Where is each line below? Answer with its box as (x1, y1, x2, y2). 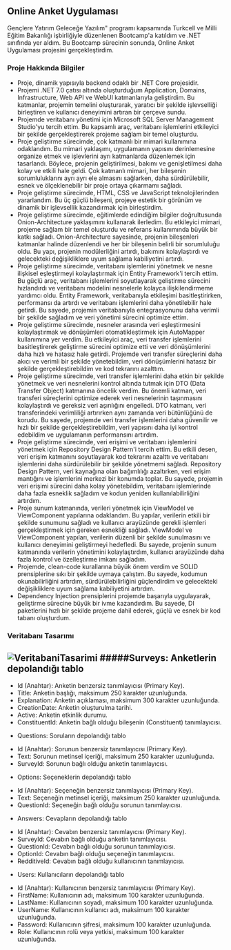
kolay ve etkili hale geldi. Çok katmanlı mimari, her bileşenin (17, 167, 187, 175)
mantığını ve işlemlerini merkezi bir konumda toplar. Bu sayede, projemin (17, 475, 223, 483)
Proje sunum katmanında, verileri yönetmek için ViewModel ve (17, 504, 194, 513)
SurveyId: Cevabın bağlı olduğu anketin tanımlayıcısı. (17, 835, 168, 843)
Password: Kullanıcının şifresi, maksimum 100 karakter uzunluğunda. (17, 920, 212, 929)
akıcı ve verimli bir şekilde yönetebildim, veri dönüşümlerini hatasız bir (17, 357, 216, 366)
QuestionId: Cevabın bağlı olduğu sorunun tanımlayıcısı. (17, 842, 176, 851)
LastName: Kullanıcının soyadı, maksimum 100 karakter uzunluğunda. (17, 898, 214, 907)
